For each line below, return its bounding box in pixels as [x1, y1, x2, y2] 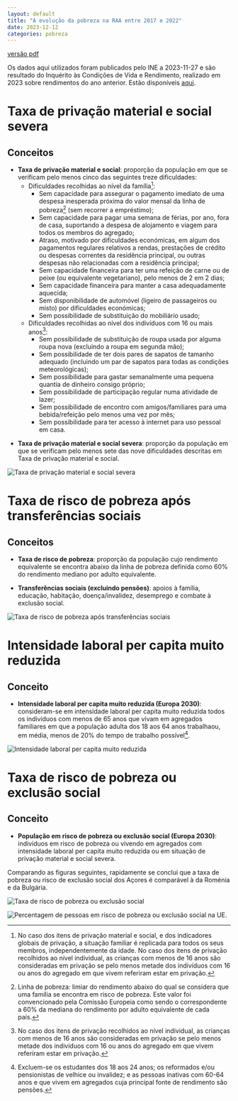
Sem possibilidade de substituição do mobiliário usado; [38, 311, 200, 319]
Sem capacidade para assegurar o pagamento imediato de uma [38, 189, 225, 197]
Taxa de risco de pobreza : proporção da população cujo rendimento [17, 555, 218, 564]
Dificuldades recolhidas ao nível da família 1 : [28, 180, 156, 190]
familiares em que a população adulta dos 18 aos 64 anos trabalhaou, [17, 722, 221, 731]
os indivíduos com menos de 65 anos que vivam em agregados [17, 715, 203, 723]
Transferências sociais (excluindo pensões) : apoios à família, [17, 584, 200, 593]
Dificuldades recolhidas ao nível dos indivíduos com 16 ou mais [28, 319, 213, 327]
